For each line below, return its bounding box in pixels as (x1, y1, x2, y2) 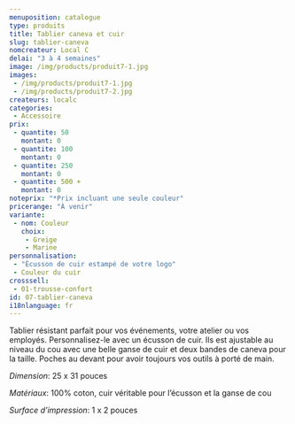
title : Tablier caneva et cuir (9, 29, 125, 38)
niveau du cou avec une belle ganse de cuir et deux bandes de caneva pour (9, 344, 286, 355)
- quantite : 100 (12, 144, 74, 153)
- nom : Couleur (12, 219, 69, 227)
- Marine (25, 243, 58, 252)
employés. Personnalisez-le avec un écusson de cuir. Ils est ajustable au (9, 335, 274, 345)
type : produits (9, 21, 66, 30)
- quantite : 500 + (12, 178, 82, 187)
